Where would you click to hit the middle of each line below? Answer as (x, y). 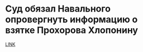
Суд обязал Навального (58, 9)
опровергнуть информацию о (71, 19)
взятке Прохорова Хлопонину (71, 30)
